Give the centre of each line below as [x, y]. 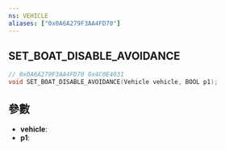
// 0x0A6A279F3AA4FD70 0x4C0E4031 [67, 75]
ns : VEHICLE [28, 16]
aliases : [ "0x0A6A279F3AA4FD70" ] [65, 23]
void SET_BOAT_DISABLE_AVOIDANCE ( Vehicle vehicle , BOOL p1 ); [113, 82]
